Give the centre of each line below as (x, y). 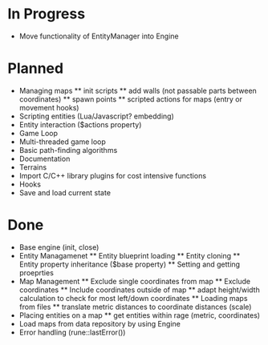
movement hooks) (49, 107)
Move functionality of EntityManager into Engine (99, 36)
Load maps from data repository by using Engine (100, 323)
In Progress (47, 14)
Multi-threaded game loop (62, 142)
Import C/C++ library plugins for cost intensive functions (112, 175)
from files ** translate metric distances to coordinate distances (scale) (135, 307)
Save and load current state (65, 192)
